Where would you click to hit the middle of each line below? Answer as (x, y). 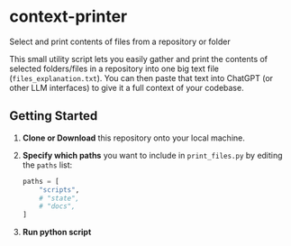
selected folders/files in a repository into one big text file (114, 68)
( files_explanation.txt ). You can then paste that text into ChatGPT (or (141, 77)
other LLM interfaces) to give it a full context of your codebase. (127, 87)
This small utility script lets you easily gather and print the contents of (139, 59)
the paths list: (47, 165)
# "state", (59, 198)
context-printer (68, 17)
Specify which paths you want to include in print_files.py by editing (152, 155)
